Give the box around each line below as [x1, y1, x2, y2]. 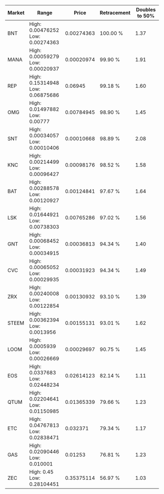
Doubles [136, 6, 156, 13]
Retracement [100, 9, 131, 16]
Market [7, 9, 25, 16]
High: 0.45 [29, 469, 54, 475]
